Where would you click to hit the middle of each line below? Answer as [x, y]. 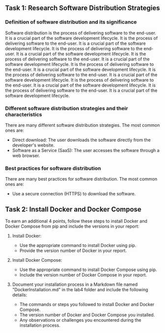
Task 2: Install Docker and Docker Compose [73, 209]
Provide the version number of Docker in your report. [73, 251]
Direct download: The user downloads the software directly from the [81, 140]
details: [20, 295]
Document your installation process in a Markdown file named [75, 284]
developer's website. [33, 145]
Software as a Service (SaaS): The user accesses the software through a [86, 150]
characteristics [24, 114]
